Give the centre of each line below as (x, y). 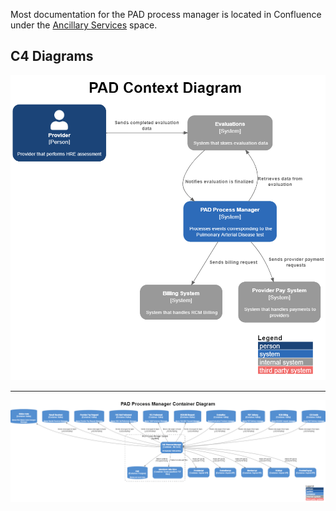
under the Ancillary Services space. (84, 25)
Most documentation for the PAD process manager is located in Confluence (166, 14)
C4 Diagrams (52, 56)
